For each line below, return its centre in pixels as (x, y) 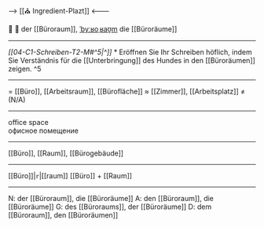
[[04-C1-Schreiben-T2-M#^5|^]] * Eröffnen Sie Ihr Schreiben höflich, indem (130, 52)
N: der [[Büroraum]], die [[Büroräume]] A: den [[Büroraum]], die (111, 198)
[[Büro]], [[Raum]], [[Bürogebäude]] (66, 153)
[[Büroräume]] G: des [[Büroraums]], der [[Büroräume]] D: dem (110, 207)
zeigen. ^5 (25, 69)
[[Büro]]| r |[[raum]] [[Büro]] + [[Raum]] (70, 176)
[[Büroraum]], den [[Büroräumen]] (63, 215)
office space (28, 122)
